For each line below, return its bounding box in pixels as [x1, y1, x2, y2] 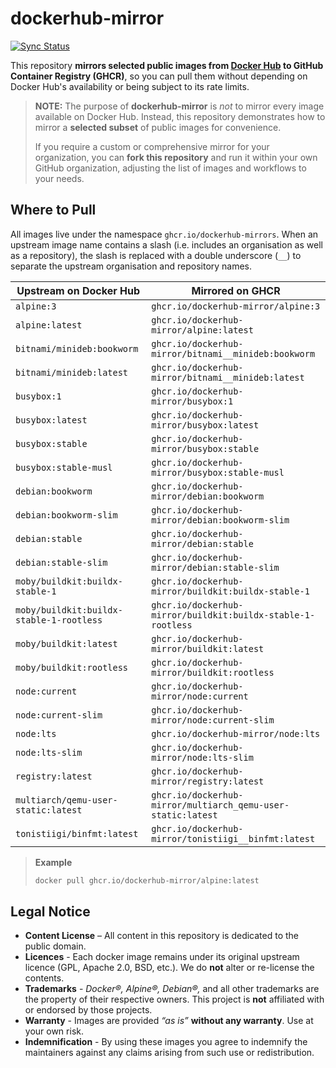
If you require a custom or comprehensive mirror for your [34, 140, 270, 152]
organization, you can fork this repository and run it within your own [34, 151, 318, 163]
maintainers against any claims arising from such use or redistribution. [24, 1047, 315, 1059]
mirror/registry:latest [151, 775, 265, 787]
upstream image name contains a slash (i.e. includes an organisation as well [10, 238, 323, 251]
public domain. [24, 940, 87, 952]
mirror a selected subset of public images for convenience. [34, 121, 282, 133]
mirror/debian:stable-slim [151, 562, 280, 573]
